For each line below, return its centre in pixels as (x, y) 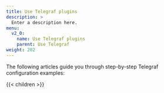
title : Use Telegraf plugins (42, 11)
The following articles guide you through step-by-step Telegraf (82, 67)
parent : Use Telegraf (43, 45)
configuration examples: (35, 73)
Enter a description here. (44, 22)
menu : (13, 28)
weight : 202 (21, 50)
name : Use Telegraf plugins (51, 39)
